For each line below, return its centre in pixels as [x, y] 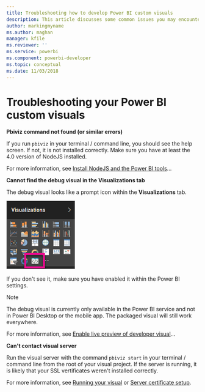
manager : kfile [26, 39]
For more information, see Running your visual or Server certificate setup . [99, 383]
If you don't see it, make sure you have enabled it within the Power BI [93, 279]
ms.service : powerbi [33, 52]
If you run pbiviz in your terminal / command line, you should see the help [99, 144]
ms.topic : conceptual [34, 64]
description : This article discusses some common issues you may [91, 19]
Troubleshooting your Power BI [86, 102]
